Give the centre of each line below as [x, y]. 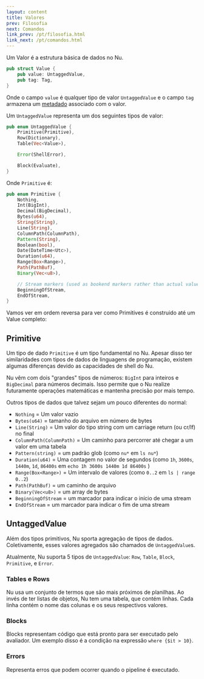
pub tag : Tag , [35, 80]
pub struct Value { [31, 69]
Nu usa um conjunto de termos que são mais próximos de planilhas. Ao [95, 592]
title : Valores [25, 18]
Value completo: [27, 319]
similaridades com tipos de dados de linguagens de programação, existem [100, 360]
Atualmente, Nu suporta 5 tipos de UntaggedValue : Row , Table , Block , [90, 557]
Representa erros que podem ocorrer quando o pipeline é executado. [93, 669]
